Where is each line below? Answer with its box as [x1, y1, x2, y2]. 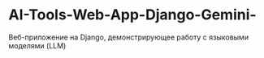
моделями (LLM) [8, 40, 67, 50]
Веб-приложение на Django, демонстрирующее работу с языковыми [8, 32, 249, 42]
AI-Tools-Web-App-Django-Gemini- [8, 6, 258, 24]
